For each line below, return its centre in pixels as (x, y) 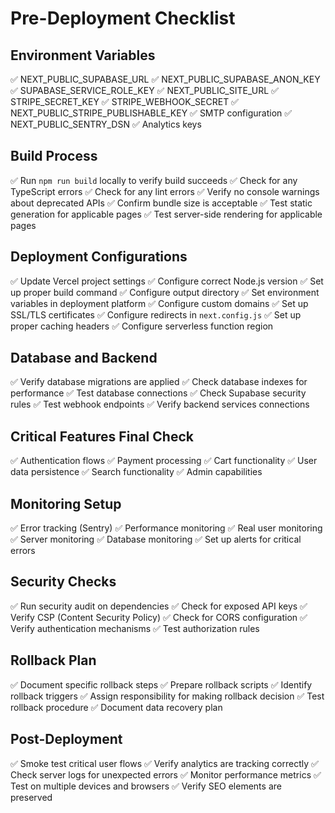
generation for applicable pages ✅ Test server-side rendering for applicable (166, 214)
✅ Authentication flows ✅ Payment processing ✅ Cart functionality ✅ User (164, 461)
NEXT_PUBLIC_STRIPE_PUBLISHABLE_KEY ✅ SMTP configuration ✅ (151, 113)
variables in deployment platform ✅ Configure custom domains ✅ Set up (159, 303)
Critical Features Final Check (102, 436)
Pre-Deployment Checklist (123, 18)
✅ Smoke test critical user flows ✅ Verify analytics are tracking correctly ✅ (164, 763)
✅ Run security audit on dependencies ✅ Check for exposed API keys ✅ (159, 606)
